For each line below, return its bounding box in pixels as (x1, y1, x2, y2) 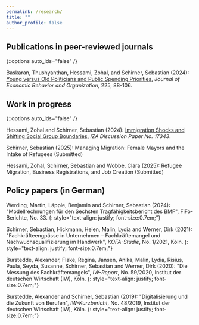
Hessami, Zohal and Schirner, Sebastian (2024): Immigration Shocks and (6, 126, 185, 133)
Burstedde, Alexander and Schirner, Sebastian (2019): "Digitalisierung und (6, 293, 188, 300)
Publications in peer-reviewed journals (6, 42, 153, 52)
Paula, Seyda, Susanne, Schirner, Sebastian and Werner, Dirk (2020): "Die (6, 262, 188, 270)
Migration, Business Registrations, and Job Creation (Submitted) (6, 168, 164, 176)
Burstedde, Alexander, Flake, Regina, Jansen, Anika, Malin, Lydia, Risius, (6, 256, 184, 263)
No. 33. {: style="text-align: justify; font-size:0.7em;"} (29, 214, 161, 221)
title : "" (6, 14, 31, 20)
